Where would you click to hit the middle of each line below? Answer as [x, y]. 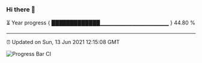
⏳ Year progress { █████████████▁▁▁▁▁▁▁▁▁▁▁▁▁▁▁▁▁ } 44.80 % [101, 23]
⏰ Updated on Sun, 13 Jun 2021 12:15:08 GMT [63, 42]
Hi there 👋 [21, 10]
